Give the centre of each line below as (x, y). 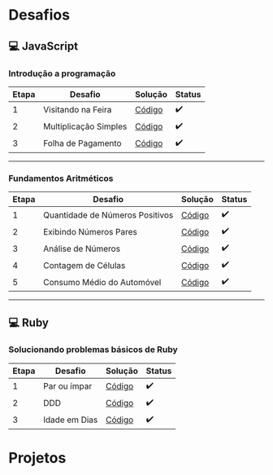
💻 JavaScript (43, 46)
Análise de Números (82, 248)
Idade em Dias (71, 420)
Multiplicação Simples (85, 126)
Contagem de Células (84, 265)
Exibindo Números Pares (91, 231)
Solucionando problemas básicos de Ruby (93, 350)
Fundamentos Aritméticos (61, 178)
